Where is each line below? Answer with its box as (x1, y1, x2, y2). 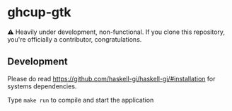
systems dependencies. (7, 82, 77, 90)
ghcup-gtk (7, 4, 72, 21)
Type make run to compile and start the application (7, 95, 154, 104)
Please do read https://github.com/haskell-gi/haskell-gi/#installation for (7, 74, 216, 83)
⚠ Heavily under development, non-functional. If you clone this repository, (7, 28, 225, 36)
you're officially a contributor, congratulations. (7, 35, 142, 43)
